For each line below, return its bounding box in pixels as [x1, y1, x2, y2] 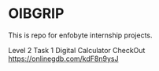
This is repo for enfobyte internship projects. [8, 30, 153, 40]
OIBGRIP [8, 5, 65, 23]
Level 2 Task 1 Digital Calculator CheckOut [8, 45, 146, 55]
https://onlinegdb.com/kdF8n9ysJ [8, 54, 119, 63]
